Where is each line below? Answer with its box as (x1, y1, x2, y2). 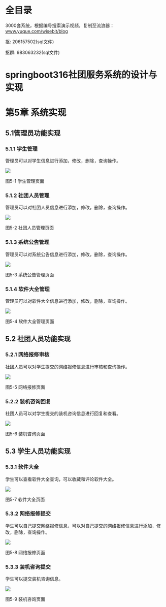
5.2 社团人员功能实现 (5, 335, 71, 343)
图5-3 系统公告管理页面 (5, 271, 54, 277)
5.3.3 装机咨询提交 (5, 563, 51, 570)
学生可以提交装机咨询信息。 (5, 576, 63, 582)
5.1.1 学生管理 (5, 145, 38, 152)
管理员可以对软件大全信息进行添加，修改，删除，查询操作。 (5, 298, 130, 304)
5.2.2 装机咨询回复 (5, 398, 51, 405)
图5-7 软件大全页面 (5, 496, 45, 502)
